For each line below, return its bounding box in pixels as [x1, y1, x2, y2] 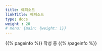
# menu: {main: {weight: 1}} [5, 26, 67, 31]
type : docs [5, 16, 28, 21]
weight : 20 [5, 21, 30, 26]
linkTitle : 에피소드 [5, 12, 44, 17]
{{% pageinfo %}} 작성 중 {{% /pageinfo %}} [5, 40, 97, 46]
